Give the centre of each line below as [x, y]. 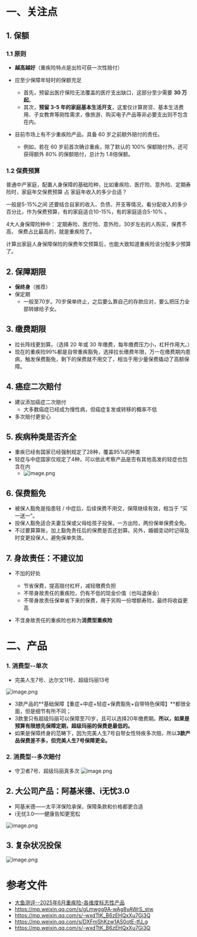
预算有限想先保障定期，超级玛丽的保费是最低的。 [74, 726]
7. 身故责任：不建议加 [45, 558]
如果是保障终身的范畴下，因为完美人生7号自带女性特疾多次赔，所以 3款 [100, 733]
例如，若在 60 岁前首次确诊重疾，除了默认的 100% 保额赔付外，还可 [106, 147]
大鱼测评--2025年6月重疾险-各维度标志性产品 [69, 903]
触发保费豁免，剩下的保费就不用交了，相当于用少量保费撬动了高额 [105, 359]
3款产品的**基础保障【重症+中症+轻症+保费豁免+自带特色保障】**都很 [100, 703]
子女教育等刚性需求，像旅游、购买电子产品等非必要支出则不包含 [111, 114]
